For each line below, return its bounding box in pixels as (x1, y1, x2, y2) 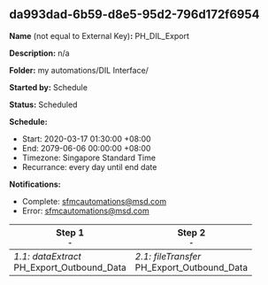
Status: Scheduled (9, 99, 78, 110)
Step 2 (177, 226, 206, 238)
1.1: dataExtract (13, 250, 82, 262)
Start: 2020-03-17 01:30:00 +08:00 (21, 133, 152, 144)
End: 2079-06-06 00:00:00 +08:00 (21, 142, 151, 153)
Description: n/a (9, 48, 70, 58)
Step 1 (56, 226, 84, 238)
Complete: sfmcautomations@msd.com (21, 196, 166, 206)
